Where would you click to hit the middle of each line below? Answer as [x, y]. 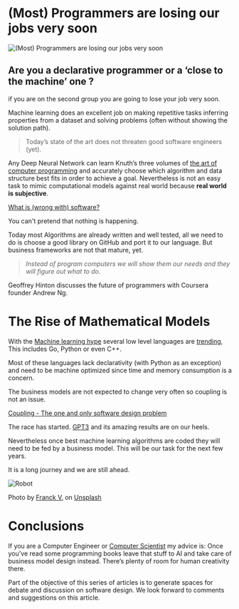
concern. [21, 378]
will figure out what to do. [63, 271]
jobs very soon [53, 28]
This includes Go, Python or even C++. [65, 349]
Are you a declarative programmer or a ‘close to [116, 70]
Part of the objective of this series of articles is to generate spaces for [111, 582]
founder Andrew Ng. [38, 292]
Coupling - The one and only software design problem [87, 413]
